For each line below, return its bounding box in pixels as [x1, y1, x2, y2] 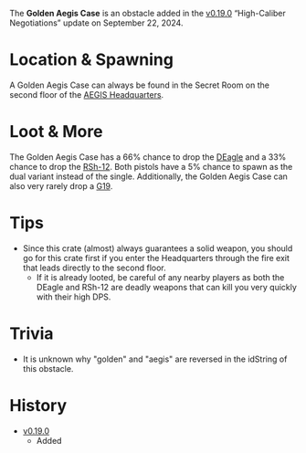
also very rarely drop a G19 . [9, 180, 113, 191]
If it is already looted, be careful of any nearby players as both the [36, 271, 285, 282]
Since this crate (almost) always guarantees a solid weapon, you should [22, 242, 293, 254]
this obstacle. [22, 363, 74, 374]
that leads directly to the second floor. [22, 262, 166, 273]
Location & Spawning [9, 49, 174, 70]
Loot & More [9, 121, 103, 142]
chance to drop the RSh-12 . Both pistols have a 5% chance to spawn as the [9, 161, 293, 172]
